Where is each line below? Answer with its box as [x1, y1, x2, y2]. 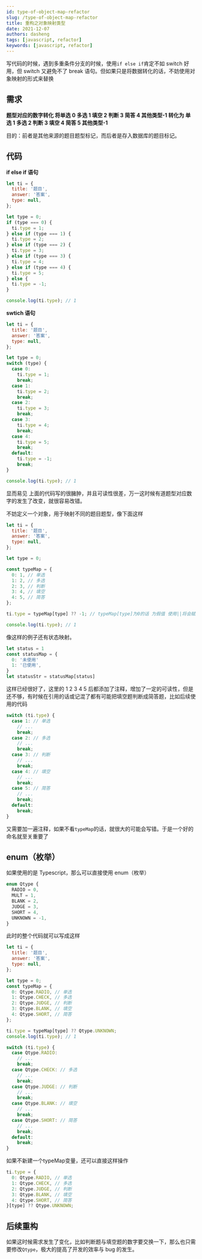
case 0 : [11, 366, 31, 372]
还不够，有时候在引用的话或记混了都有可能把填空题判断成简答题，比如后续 [6, 693, 191, 700]
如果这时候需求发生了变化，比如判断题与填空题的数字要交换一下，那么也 [6, 1238, 185, 1246]
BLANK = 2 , [11, 898, 39, 905]
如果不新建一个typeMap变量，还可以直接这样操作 [6, 1157, 129, 1164]
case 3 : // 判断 [11, 752, 50, 758]
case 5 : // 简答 [11, 786, 50, 792]
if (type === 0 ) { [6, 219, 52, 225]
